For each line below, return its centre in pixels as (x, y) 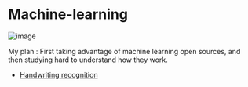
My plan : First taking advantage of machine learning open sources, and (124, 51)
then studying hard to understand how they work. (88, 60)
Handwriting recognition (58, 74)
